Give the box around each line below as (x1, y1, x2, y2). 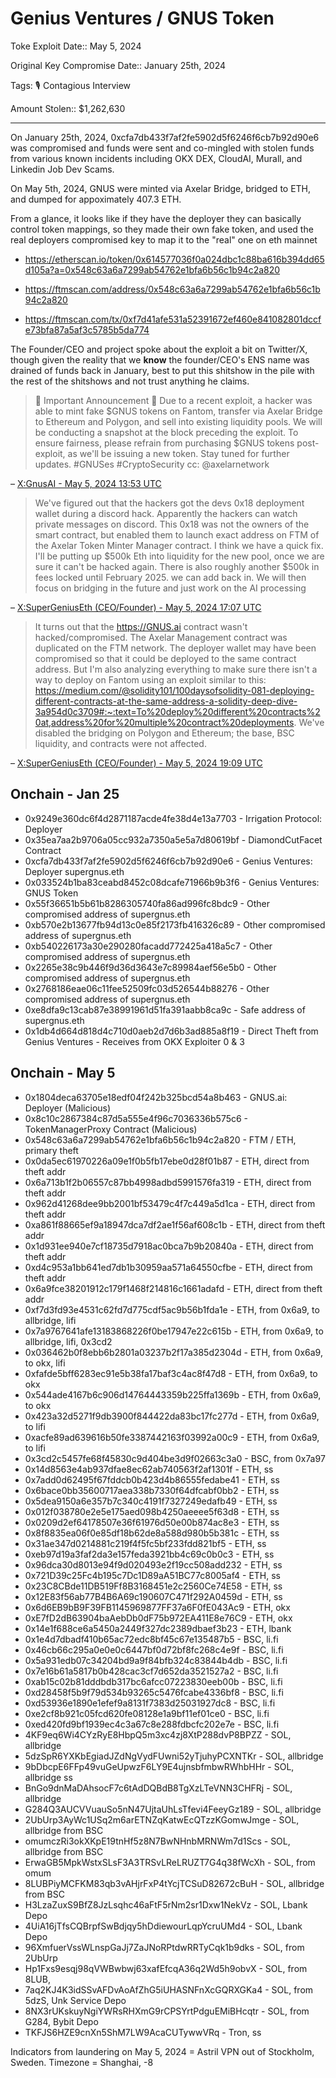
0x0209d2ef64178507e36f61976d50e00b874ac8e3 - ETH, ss (24, 1516, 280, 1528)
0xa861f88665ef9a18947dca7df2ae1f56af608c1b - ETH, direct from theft (24, 1218, 326, 1231)
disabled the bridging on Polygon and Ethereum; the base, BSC (34, 727, 295, 739)
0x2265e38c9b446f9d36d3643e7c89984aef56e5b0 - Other (24, 961, 277, 973)
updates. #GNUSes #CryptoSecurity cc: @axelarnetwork (34, 458, 270, 470)
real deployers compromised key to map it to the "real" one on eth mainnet (10, 233, 318, 246)
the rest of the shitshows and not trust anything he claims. (10, 375, 250, 387)
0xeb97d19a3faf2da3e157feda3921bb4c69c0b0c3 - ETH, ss (24, 1548, 275, 1560)
